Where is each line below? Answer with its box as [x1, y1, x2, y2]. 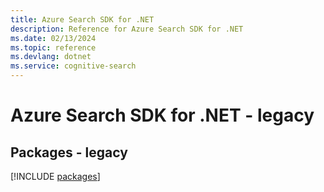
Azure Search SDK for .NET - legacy [10, 104, 315, 127]
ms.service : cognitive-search [10, 61, 137, 71]
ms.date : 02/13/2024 [10, 33, 97, 43]
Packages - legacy [10, 144, 128, 161]
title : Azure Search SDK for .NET [10, 14, 155, 25]
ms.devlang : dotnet [10, 52, 92, 62]
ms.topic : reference [10, 42, 97, 53]
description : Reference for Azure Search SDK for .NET [10, 24, 244, 34]
